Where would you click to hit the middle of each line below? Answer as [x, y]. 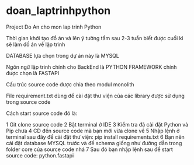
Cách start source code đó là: [42, 113]
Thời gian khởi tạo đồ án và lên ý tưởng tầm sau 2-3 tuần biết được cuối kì [95, 38]
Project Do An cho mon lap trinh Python [54, 27]
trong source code [28, 102]
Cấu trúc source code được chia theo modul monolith [70, 84]
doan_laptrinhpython [58, 11]
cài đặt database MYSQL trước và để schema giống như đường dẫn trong [94, 143]
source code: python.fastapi [40, 155]
